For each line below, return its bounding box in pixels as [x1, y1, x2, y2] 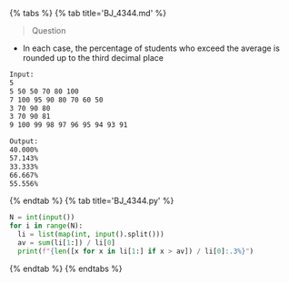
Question [31, 25, 66, 35]
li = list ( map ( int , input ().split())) [17, 230, 165, 239]
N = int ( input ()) [9, 213, 75, 222]
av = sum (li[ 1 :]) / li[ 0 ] [17, 238, 116, 248]
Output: [9, 137, 39, 146]
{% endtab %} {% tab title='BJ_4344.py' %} [9, 195, 174, 207]
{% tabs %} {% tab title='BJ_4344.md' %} [9, 8, 167, 18]
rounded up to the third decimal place [22, 53, 164, 63]
